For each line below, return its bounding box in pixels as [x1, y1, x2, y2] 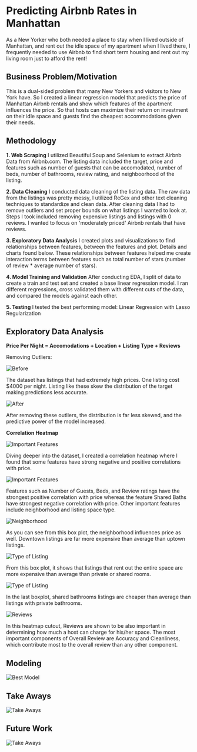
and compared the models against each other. [6, 292, 118, 299]
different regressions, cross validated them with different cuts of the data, [6, 285, 185, 292]
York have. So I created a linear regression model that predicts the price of [6, 94, 187, 101]
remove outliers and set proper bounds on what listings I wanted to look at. [6, 207, 188, 214]
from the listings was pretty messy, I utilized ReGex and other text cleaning [6, 194, 188, 201]
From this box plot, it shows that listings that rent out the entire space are [6, 564, 183, 571]
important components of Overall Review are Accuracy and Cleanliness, [6, 635, 181, 642]
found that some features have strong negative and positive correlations [6, 458, 181, 465]
